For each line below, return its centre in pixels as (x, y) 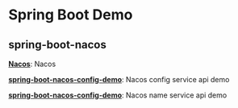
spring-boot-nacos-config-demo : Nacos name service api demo (118, 95)
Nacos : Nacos (32, 64)
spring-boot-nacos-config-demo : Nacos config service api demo (119, 79)
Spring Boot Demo (71, 15)
